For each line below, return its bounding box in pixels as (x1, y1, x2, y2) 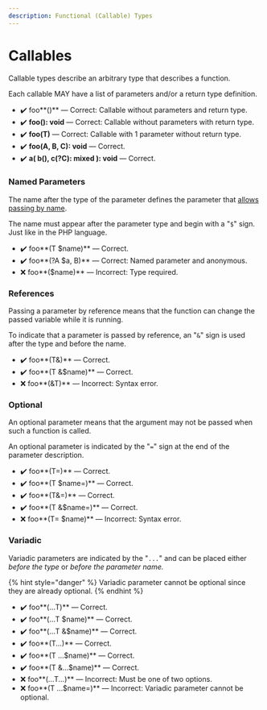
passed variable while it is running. (8, 315, 124, 325)
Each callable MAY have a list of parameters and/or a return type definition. (8, 89, 257, 98)
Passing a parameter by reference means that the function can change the (8, 306, 256, 316)
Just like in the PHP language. (8, 227, 108, 237)
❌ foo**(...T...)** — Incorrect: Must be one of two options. (19, 674, 213, 683)
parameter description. (8, 450, 84, 460)
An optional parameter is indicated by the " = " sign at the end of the (8, 442, 230, 451)
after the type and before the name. (8, 339, 126, 349)
